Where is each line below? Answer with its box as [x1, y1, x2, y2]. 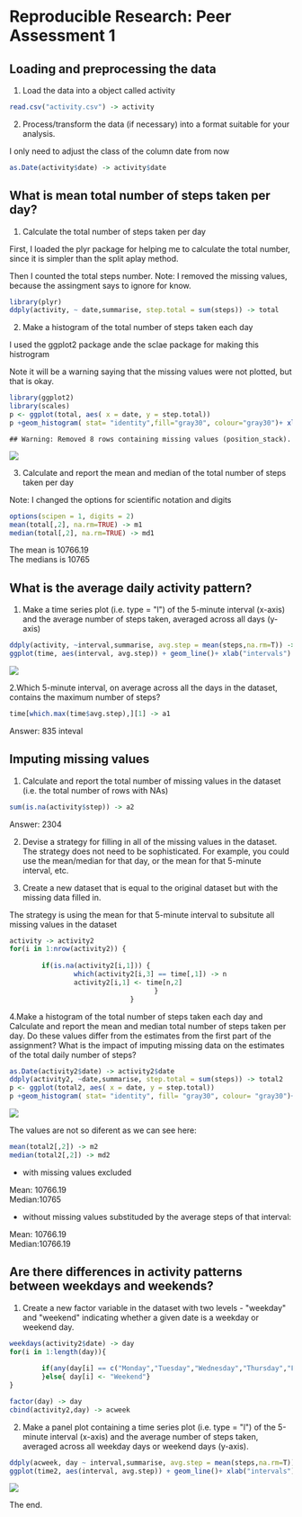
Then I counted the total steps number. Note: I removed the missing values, [9, 270, 288, 281]
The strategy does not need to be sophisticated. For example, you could [22, 846, 289, 857]
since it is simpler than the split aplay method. [9, 253, 179, 264]
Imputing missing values [9, 751, 150, 767]
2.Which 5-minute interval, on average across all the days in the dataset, [9, 682, 278, 693]
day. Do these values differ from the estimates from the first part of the [9, 1030, 271, 1041]
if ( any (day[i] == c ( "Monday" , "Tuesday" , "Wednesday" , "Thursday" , [41, 1364, 288, 1373]
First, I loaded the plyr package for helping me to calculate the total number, [9, 243, 290, 254]
